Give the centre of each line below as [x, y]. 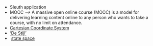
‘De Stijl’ [18, 33]
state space [23, 38]
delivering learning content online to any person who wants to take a [79, 17]
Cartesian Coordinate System [39, 28]
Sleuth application [28, 7]
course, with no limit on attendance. [46, 23]
